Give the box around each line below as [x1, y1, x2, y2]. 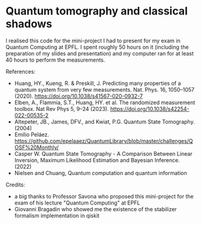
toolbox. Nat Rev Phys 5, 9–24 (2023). [14, 105, 110, 112]
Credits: [5, 181, 25, 188]
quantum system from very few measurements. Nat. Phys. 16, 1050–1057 [14, 86, 195, 93]
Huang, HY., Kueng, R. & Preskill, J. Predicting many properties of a [14, 80, 181, 87]
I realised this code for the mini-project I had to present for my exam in [5, 37, 181, 44]
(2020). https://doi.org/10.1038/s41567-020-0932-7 [14, 92, 143, 100]
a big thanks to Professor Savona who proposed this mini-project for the [14, 192, 194, 200]
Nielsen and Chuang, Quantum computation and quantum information [14, 169, 187, 176]
